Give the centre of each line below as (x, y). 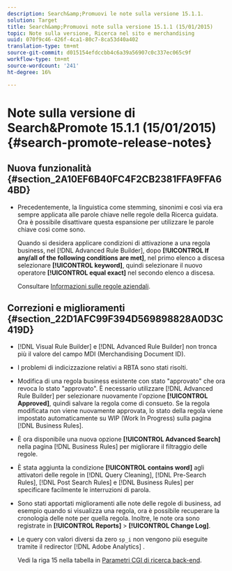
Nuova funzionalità (49, 168)
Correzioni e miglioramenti (66, 308)
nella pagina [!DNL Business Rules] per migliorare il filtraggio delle (112, 447)
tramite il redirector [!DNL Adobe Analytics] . (81, 547)
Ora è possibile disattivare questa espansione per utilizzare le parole (116, 222)
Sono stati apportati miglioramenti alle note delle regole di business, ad (119, 503)
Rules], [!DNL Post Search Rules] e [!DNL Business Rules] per (105, 482)
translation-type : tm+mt (43, 46)
